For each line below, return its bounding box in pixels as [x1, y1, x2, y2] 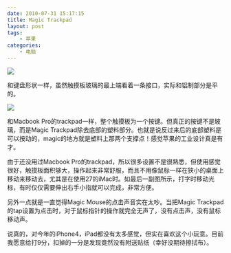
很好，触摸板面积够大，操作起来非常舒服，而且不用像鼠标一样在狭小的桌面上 [7, 166, 224, 174]
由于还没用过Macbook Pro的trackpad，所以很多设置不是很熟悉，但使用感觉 [7, 157, 221, 166]
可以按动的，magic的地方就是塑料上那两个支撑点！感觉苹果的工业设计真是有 [7, 134, 223, 142]
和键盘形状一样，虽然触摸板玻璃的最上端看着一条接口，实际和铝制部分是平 [7, 80, 218, 89]
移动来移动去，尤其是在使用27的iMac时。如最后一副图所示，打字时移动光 [7, 175, 215, 183]
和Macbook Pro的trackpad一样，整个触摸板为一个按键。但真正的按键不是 [7, 117, 215, 125]
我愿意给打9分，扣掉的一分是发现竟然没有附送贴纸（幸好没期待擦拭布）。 [7, 238, 213, 246]
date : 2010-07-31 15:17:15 [7, 10, 85, 17]
